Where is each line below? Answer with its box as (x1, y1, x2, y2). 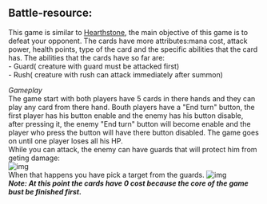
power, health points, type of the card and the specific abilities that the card (8, 44, 258, 54)
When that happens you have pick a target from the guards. (8, 170, 205, 179)
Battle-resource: (8, 6, 93, 20)
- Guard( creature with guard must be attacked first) (8, 61, 180, 71)
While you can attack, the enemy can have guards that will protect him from (8, 144, 257, 154)
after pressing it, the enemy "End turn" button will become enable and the (8, 119, 251, 128)
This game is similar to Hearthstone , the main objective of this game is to (8, 27, 249, 37)
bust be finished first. (8, 186, 82, 196)
